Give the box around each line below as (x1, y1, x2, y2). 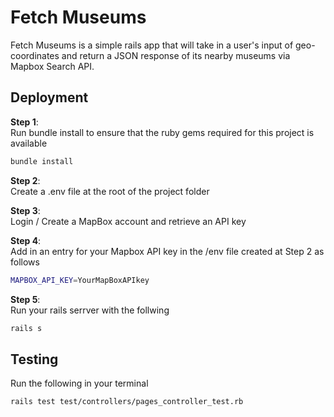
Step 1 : (10, 116, 39, 128)
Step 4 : (10, 234, 42, 246)
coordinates (10, 49, 60, 61)
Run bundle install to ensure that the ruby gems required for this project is (10, 126, 315, 138)
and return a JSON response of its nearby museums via (61, 49, 291, 61)
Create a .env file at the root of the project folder (10, 185, 210, 197)
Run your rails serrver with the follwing (10, 304, 170, 316)
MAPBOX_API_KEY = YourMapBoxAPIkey (10, 275, 150, 285)
